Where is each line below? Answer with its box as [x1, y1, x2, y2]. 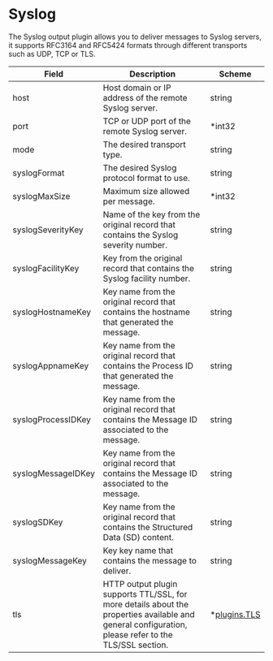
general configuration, [102, 619, 188, 630]
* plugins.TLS [210, 608, 261, 620]
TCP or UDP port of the [102, 115, 191, 127]
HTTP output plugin [102, 578, 178, 590]
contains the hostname [102, 306, 191, 318]
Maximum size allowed [102, 185, 190, 197]
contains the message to [102, 555, 197, 566]
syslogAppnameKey [12, 360, 89, 371]
